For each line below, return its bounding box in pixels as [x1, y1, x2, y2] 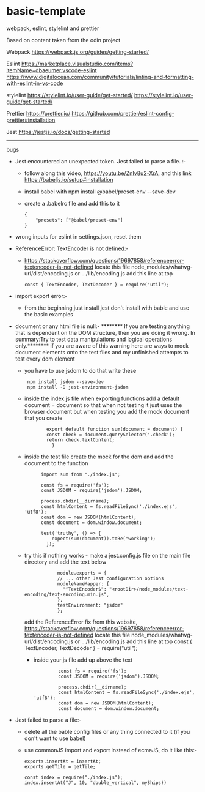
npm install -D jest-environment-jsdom [27, 384, 129, 390]
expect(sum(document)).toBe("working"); [51, 536, 156, 542]
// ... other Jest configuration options [57, 575, 164, 581]
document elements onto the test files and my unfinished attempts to [15, 348, 189, 356]
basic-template [6, 4, 86, 18]
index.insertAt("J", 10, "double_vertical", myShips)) [24, 779, 167, 786]
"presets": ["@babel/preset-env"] [35, 217, 123, 223]
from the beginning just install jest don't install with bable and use [24, 304, 190, 312]
